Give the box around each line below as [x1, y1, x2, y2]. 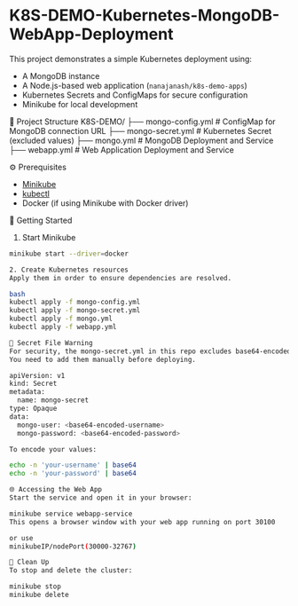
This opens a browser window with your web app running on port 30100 [9, 517, 276, 526]
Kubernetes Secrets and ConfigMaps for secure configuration [21, 90, 248, 100]
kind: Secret [9, 379, 58, 389]
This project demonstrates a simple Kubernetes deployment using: [9, 53, 253, 64]
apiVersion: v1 [9, 371, 66, 380]
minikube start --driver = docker [9, 249, 129, 258]
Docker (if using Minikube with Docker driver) [21, 197, 189, 209]
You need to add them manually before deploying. [9, 355, 197, 364]
